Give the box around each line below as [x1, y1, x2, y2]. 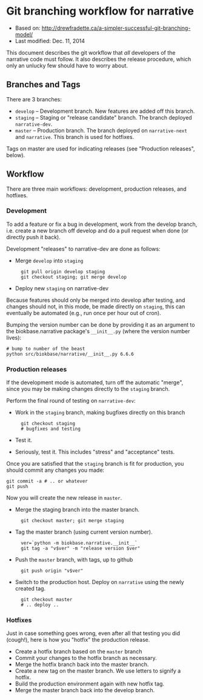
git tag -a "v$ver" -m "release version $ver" [21, 545, 141, 552]
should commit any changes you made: [6, 466, 105, 474]
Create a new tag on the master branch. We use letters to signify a [15, 667, 181, 675]
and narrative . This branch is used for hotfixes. [15, 133, 135, 140]
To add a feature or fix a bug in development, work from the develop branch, [6, 220, 198, 228]
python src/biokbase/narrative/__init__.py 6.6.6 [6, 351, 135, 357]
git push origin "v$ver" [21, 568, 84, 574]
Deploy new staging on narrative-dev [15, 284, 109, 292]
